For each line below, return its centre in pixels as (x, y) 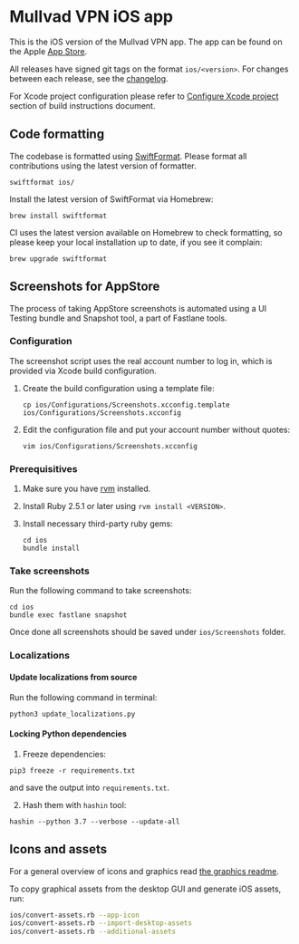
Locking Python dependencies (68, 734)
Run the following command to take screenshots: (101, 591)
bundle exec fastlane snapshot (68, 615)
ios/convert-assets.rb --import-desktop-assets (101, 923)
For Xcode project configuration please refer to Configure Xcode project (144, 96)
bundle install (51, 549)
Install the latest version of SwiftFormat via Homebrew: (111, 199)
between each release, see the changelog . (89, 78)
